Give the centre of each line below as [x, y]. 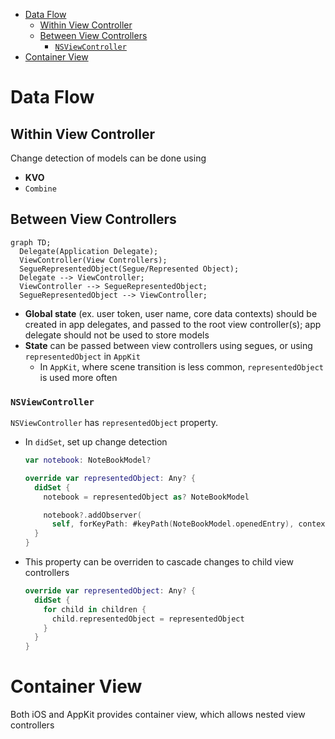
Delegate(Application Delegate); [89, 251]
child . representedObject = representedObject [148, 619]
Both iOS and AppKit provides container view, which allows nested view [158, 715]
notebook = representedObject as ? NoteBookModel [146, 497]
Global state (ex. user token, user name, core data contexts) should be [171, 313]
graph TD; [31, 242]
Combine [40, 189]
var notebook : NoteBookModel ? [88, 460]
